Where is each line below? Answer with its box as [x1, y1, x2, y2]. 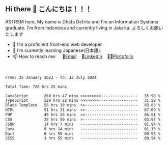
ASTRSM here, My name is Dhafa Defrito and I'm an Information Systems [5, 18, 159, 24]
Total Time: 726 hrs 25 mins [5, 84, 67, 89]
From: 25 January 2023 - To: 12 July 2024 [5, 75, 97, 80]
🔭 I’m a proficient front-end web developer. [12, 41, 103, 47]
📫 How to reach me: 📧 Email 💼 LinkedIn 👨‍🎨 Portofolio [12, 53, 134, 60]
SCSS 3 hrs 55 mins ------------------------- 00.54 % [5, 136, 160, 141]
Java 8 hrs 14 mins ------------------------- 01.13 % [5, 126, 160, 131]
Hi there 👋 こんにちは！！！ [5, 5, 92, 14]
